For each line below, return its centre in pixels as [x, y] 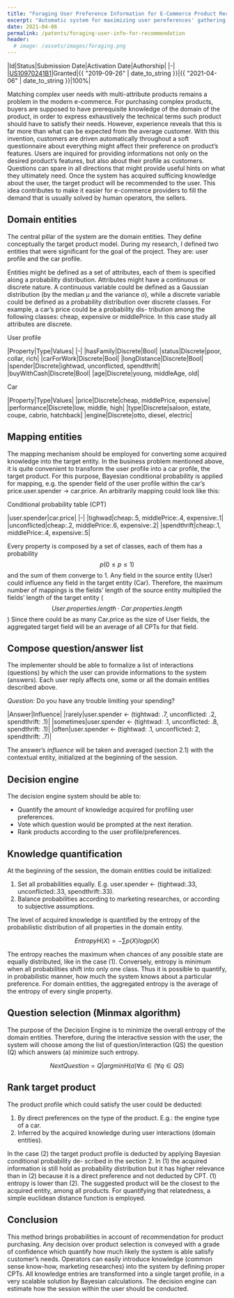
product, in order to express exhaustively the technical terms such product [114, 116]
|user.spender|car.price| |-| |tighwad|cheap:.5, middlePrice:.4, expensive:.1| [116, 518]
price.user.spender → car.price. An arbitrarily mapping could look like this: [114, 490]
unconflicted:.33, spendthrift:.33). [66, 892]
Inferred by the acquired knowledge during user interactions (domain [116, 1132]
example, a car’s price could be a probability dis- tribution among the [106, 309]
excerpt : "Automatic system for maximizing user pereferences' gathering [117, 20]
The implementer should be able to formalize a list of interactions [100, 665]
